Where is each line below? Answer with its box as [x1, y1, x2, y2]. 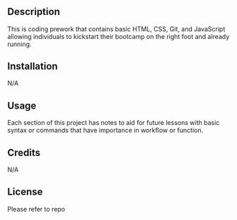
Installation [7, 60, 58, 72]
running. [7, 40, 32, 48]
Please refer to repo [7, 204, 66, 213]
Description [7, 6, 60, 18]
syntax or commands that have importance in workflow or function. [7, 126, 204, 135]
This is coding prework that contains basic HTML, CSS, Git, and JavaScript [7, 24, 226, 33]
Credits [7, 146, 41, 158]
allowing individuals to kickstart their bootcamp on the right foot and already [7, 32, 230, 40]
